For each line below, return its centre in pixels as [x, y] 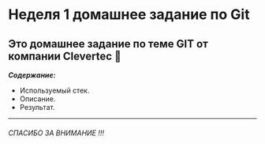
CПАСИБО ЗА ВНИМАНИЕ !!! [56, 133]
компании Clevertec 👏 [65, 56]
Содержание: [32, 75]
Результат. [37, 107]
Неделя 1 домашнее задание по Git [129, 15]
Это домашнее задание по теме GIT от [108, 44]
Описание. [37, 99]
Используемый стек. [54, 90]
